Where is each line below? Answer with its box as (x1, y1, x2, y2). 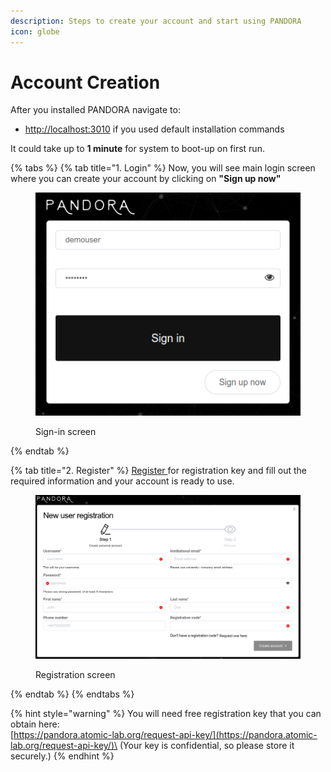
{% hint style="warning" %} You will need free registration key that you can (10, 708, 322, 720)
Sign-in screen (35, 426, 97, 438)
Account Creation (10, 71, 161, 94)
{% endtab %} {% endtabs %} (10, 688, 135, 700)
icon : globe (10, 26, 60, 37)
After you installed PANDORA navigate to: (10, 104, 181, 116)
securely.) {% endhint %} (10, 750, 115, 762)
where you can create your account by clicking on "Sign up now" (10, 173, 282, 185)
